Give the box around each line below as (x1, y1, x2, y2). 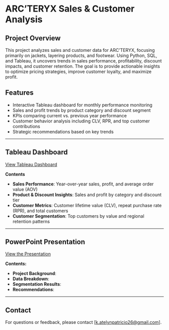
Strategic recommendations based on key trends (12, 128, 114, 135)
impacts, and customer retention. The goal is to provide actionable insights (5, 63, 160, 69)
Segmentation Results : (12, 281, 61, 287)
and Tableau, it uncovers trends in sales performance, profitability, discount (5, 58, 162, 63)
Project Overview (5, 34, 61, 42)
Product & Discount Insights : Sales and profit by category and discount (12, 191, 162, 197)
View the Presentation (5, 251, 51, 257)
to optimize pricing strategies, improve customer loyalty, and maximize (5, 69, 152, 75)
